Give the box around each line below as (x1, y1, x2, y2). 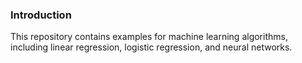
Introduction (10, 8, 72, 22)
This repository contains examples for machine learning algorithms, (10, 31, 288, 43)
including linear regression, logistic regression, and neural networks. (10, 41, 293, 53)
